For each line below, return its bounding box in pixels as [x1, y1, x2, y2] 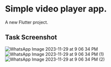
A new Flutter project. [5, 19, 48, 25]
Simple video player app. [5, 3, 107, 14]
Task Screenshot [5, 33, 57, 41]
